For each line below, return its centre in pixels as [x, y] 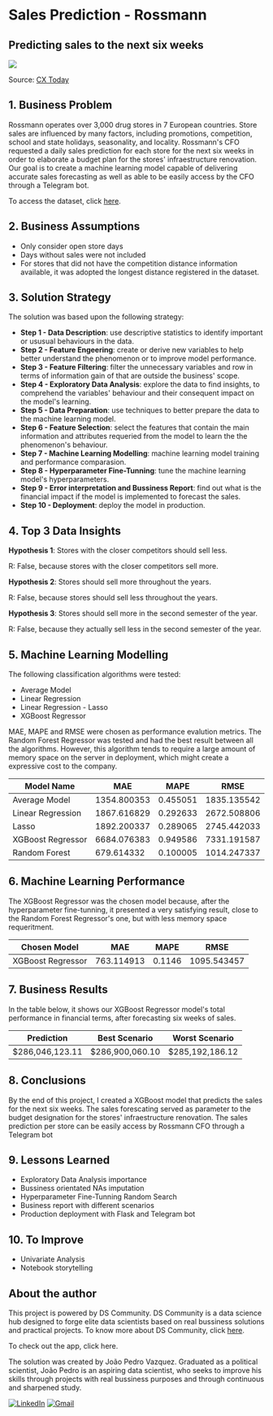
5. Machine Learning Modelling [89, 654]
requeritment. [31, 927]
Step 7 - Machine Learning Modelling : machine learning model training [140, 453]
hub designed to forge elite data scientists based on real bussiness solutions [136, 1321]
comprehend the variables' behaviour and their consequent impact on [137, 393]
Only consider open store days [71, 246]
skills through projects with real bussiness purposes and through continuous [136, 1379]
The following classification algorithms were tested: [95, 674]
